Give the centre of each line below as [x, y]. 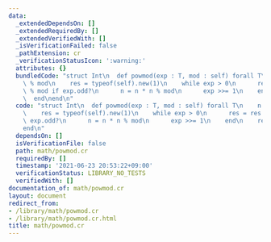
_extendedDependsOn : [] [55, 23]
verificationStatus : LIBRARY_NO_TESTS [81, 173]
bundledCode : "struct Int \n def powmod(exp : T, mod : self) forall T [139, 76]
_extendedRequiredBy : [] [57, 31]
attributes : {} [41, 69]
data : [17, 16]
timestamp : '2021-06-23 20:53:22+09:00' [84, 166]
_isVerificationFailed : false [66, 46]
